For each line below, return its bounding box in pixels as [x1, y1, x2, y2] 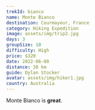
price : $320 [6, 53, 36, 59]
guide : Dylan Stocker [6, 70, 60, 76]
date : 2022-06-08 [6, 58, 50, 64]
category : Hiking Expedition [6, 25, 79, 32]
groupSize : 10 [6, 42, 42, 48]
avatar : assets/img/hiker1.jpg [6, 75, 84, 81]
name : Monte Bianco [6, 14, 55, 20]
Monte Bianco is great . [6, 97, 63, 104]
